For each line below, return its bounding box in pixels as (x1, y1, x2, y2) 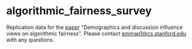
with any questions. (6, 36, 55, 43)
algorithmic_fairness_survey (6, 4, 152, 18)
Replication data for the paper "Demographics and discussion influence (6, 24, 183, 31)
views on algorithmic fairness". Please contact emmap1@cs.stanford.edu (6, 30, 187, 37)
